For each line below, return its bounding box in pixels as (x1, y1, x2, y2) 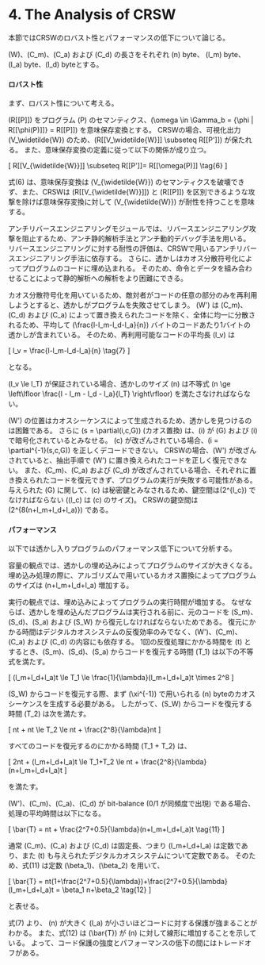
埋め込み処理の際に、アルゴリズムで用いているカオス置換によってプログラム (8, 571, 257, 580)
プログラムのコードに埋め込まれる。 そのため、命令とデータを (21, 263, 225, 273)
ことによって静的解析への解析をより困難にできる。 (21, 274, 188, 283)
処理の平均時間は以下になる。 (8, 809, 105, 818)
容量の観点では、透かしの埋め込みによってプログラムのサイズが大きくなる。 (8, 561, 257, 571)
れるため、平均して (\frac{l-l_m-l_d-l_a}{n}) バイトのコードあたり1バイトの (8, 320, 252, 330)
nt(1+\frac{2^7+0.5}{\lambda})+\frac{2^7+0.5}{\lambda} (44, 877, 228, 886)
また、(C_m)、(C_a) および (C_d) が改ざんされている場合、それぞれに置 (23, 466, 257, 475)
